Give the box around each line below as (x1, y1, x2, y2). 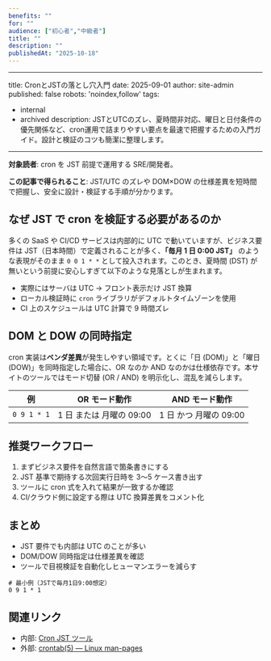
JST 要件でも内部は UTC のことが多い (19, 541, 147, 551)
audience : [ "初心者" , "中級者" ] (8, 27, 106, 35)
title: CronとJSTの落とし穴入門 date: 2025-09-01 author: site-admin (8, 80, 234, 90)
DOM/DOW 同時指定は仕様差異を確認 (19, 551, 144, 562)
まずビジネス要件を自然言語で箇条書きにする (19, 462, 169, 472)
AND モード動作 (171, 394, 232, 405)
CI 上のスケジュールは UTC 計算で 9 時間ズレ (19, 303, 169, 313)
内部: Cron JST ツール (19, 634, 94, 643)
